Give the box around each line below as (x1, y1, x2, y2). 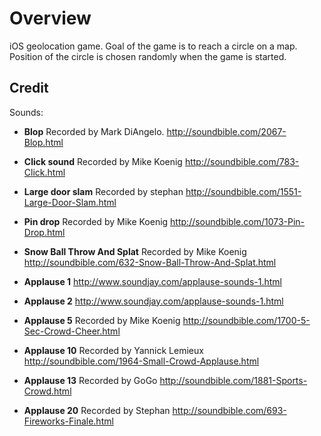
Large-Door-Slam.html (23, 196, 117, 208)
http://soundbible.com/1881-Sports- (159, 374, 308, 386)
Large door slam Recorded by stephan (23, 185, 184, 197)
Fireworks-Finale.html (23, 415, 114, 427)
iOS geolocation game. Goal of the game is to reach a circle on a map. (9, 40, 298, 52)
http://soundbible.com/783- (184, 155, 300, 167)
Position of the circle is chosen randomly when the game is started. (9, 50, 287, 62)
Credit (9, 80, 49, 97)
